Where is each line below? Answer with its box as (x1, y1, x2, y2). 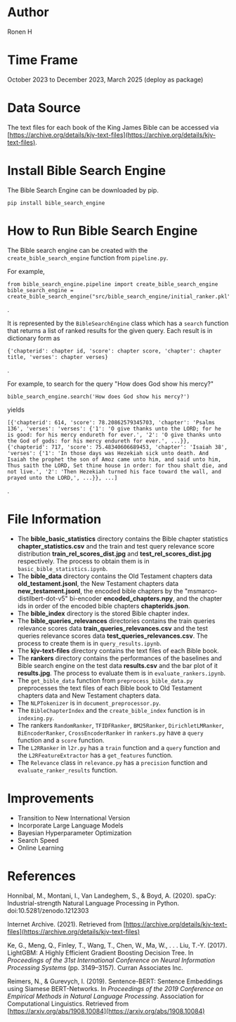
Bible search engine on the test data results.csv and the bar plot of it (17, 661, 218, 669)
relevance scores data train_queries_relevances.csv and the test (17, 624, 209, 632)
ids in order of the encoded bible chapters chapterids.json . (17, 601, 190, 610)
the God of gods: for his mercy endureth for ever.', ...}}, (7, 437, 190, 445)
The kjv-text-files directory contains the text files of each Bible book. (17, 646, 219, 655)
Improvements (7, 790, 94, 806)
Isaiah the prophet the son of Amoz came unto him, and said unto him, (7, 456, 221, 463)
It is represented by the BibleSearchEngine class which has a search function (7, 319, 229, 327)
